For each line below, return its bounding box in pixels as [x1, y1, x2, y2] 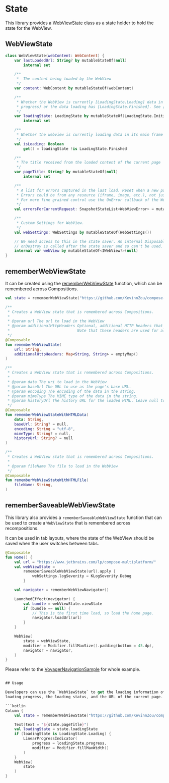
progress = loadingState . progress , [32, 741, 107, 746]
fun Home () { [5, 555, 33, 560]
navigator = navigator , [23, 648, 73, 653]
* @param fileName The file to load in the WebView [7, 463, 118, 468]
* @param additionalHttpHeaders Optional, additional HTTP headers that [7, 324, 163, 329]
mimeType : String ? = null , [14, 431, 71, 436]
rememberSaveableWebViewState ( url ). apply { [23, 569, 116, 574]
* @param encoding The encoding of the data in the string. [7, 389, 136, 394]
